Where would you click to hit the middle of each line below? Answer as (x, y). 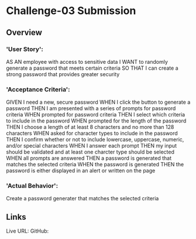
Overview (24, 33)
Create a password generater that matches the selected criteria (82, 199)
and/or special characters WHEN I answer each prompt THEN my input (92, 146)
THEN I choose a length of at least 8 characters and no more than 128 (90, 127)
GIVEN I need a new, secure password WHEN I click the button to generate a (98, 102)
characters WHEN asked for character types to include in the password (92, 134)
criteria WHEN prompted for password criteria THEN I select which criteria (96, 115)
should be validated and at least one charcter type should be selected (90, 152)
